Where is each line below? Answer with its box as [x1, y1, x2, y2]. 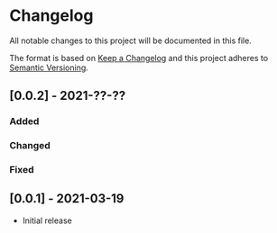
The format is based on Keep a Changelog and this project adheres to [9, 52, 269, 63]
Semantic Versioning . [9, 62, 88, 73]
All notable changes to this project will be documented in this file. [9, 35, 253, 46]
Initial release [22, 215, 72, 226]
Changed [9, 139, 51, 152]
